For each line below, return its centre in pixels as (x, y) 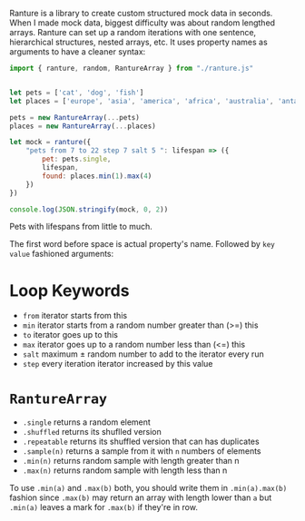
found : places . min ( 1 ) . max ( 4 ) (97, 176)
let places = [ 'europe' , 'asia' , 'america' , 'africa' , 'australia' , (142, 101)
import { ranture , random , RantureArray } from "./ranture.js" (132, 68)
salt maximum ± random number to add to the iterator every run (143, 354)
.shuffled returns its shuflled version (92, 432)
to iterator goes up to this (70, 335)
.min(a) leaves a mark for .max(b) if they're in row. (103, 507)
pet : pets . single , (77, 159)
